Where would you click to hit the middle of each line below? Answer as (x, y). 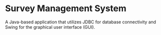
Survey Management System (66, 9)
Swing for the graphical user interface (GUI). (50, 27)
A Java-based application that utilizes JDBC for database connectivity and (81, 22)
